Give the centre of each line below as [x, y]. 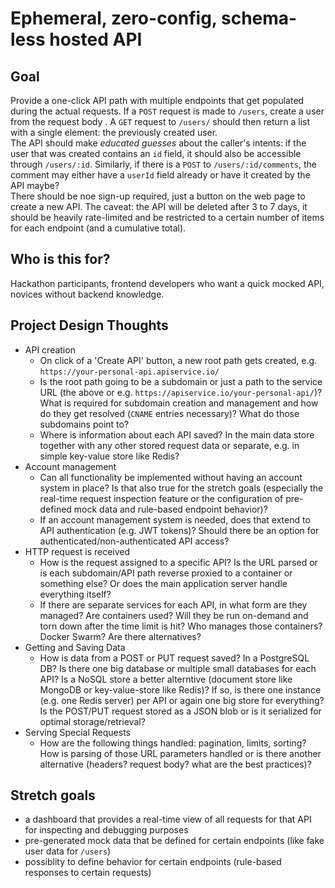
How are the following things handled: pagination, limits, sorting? [173, 743]
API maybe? [35, 185]
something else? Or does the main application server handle [163, 583]
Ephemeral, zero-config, [114, 18]
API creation [50, 349]
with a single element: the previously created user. [114, 132]
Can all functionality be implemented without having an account [171, 477]
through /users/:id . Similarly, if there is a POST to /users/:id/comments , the [163, 164]
